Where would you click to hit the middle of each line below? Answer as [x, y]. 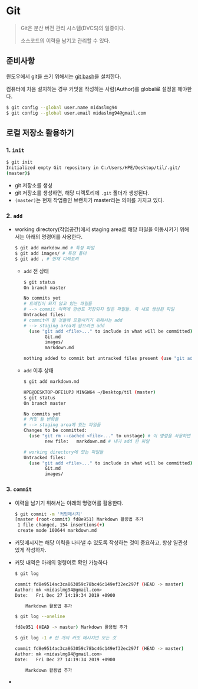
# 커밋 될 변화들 [41, 420]
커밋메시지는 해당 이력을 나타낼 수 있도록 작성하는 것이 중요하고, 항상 [93, 542]
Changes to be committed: [55, 430]
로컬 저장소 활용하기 [40, 133]
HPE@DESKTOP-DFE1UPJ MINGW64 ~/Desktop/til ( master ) [90, 392]
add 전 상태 [36, 271]
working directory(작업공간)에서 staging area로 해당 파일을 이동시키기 [96, 229]
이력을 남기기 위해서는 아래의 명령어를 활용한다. [69, 503]
